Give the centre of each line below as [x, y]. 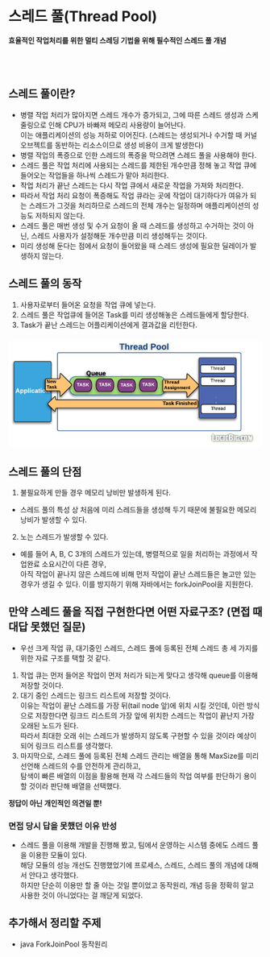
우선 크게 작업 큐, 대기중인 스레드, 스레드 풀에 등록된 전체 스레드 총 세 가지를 [139, 648]
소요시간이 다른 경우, [74, 564]
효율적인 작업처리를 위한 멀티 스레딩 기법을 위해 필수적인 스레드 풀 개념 [118, 40]
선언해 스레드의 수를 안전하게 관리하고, [80, 765]
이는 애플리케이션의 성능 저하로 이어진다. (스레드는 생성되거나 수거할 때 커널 [139, 135]
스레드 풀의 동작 [45, 284]
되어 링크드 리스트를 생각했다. [66, 745]
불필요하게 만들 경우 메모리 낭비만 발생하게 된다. [95, 492]
